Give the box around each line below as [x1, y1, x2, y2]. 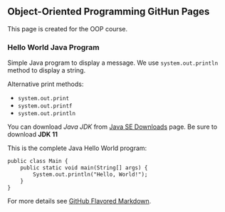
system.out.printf [17, 102, 73, 110]
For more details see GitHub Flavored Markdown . [7, 197, 152, 206]
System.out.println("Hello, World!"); [33, 171, 148, 178]
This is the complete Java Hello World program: [7, 144, 147, 152]
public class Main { [7, 158, 69, 165]
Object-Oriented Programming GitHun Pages [7, 6, 210, 18]
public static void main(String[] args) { [20, 164, 148, 171]
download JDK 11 [7, 130, 58, 139]
